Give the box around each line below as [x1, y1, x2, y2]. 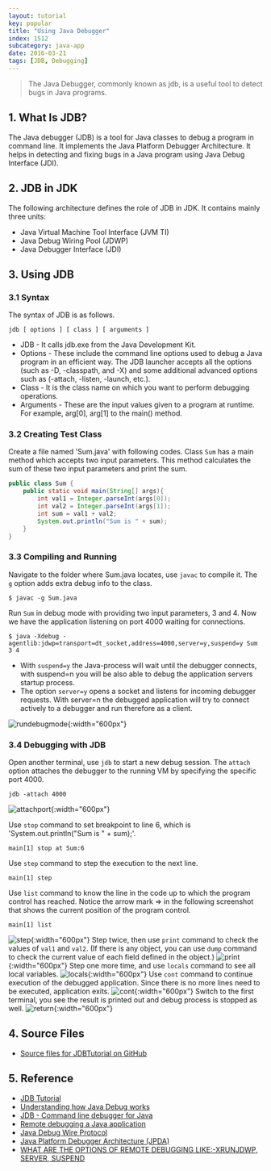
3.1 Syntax [8, 291, 50, 303]
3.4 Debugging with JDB [8, 739, 106, 751]
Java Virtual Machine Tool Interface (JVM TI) [19, 227, 169, 236]
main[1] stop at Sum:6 [8, 844, 85, 852]
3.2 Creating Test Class [8, 429, 102, 440]
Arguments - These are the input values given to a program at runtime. [19, 400, 256, 410]
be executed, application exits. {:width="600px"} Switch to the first [8, 986, 254, 997]
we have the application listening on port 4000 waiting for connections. [8, 617, 246, 626]
